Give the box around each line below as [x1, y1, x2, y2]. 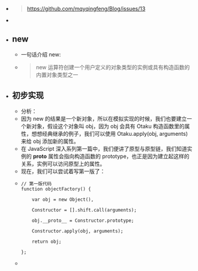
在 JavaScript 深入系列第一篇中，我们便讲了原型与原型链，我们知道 [20, 145, 187, 152]
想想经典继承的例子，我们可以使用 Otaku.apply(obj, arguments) [31, 130, 188, 137]
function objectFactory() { [20, 186, 91, 192]
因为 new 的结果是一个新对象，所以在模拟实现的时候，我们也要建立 [20, 115, 187, 122]
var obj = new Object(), [32, 196, 94, 202]
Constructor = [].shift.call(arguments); [32, 207, 137, 213]
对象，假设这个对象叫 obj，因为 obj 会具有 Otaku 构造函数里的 [31, 123, 185, 130]
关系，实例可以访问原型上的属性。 [20, 160, 106, 167]
